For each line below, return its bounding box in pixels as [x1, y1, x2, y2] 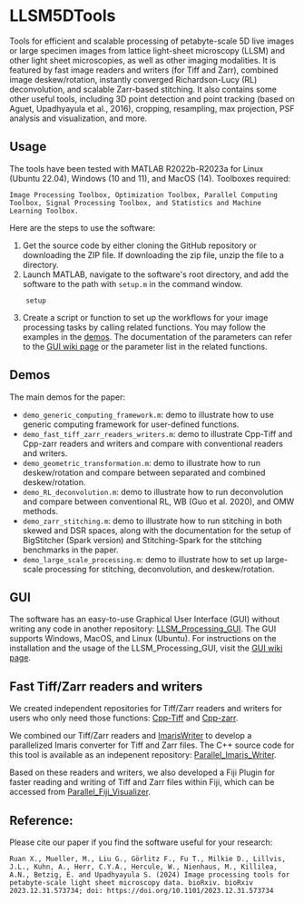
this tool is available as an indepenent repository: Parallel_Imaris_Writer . [9, 750, 277, 760]
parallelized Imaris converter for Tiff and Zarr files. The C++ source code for [9, 740, 295, 750]
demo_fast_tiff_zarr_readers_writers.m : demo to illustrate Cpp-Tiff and [22, 428, 293, 439]
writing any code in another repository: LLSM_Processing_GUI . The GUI [9, 623, 277, 634]
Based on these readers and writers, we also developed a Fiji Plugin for [9, 767, 275, 778]
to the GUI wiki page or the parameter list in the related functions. [22, 341, 268, 352]
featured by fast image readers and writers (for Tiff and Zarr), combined [9, 65, 279, 75]
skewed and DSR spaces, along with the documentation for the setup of [22, 524, 292, 536]
